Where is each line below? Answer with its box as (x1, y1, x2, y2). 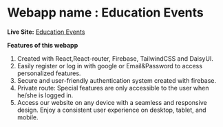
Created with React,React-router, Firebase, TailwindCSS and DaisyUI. (17, 54, 213, 63)
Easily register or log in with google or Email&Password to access (17, 61, 203, 70)
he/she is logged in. (17, 91, 74, 99)
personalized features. (17, 69, 81, 77)
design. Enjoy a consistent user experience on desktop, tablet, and (17, 106, 206, 114)
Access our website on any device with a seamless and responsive (17, 98, 208, 106)
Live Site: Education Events (7, 28, 85, 36)
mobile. (17, 113, 39, 121)
